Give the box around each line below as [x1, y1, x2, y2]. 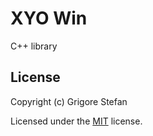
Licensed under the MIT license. [10, 115, 143, 127]
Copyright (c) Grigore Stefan [10, 95, 128, 107]
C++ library [10, 40, 58, 52]
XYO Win [10, 7, 88, 30]
